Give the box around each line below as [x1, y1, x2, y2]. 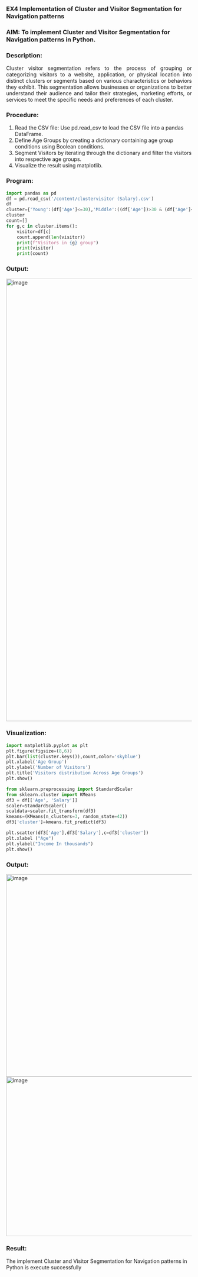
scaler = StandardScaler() [6, 803, 67, 809]
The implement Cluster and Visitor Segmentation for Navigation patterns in [6, 1257, 187, 1265]
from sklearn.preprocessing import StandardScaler [6, 786, 133, 792]
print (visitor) [16, 245, 54, 251]
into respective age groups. [14, 156, 82, 163]
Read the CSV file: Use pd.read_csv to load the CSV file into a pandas [14, 124, 184, 131]
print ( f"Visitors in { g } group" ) [16, 240, 99, 245]
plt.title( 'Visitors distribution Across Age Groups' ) [6, 770, 144, 776]
